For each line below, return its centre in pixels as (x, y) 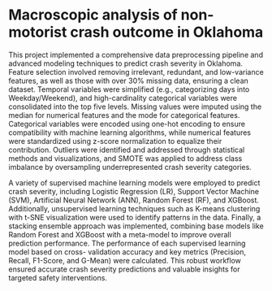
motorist (38, 32)
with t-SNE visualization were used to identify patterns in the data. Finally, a (135, 217)
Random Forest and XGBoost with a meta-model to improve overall (120, 234)
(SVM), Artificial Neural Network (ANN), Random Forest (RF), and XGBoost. (134, 200)
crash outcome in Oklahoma (167, 32)
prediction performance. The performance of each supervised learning (127, 243)
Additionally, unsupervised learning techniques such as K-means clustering (134, 208)
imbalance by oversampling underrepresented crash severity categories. (130, 167)
